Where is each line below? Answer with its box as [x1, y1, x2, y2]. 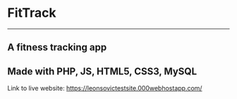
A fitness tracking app [7, 41, 107, 53]
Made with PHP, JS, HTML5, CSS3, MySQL [7, 65, 197, 77]
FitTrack [7, 5, 56, 21]
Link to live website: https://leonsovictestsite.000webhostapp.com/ [7, 84, 202, 93]
